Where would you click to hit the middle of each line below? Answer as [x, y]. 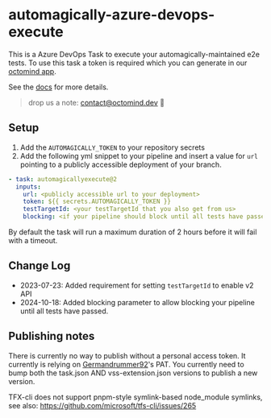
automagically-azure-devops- [112, 15]
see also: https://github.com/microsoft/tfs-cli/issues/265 [102, 405]
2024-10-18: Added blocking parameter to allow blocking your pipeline [138, 302]
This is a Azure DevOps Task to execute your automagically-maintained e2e [134, 54]
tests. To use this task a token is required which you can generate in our [128, 63]
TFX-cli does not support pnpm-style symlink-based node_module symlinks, [135, 397]
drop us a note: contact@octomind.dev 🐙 [96, 102]
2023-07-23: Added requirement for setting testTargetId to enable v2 [137, 285]
